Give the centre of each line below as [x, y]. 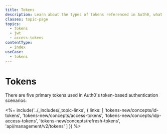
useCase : [14, 52]
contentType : [19, 43]
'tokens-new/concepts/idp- [133, 115]
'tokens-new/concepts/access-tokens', [63, 115]
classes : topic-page [27, 19]
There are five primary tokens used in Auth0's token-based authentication [82, 95]
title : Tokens [20, 10]
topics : [13, 24]
